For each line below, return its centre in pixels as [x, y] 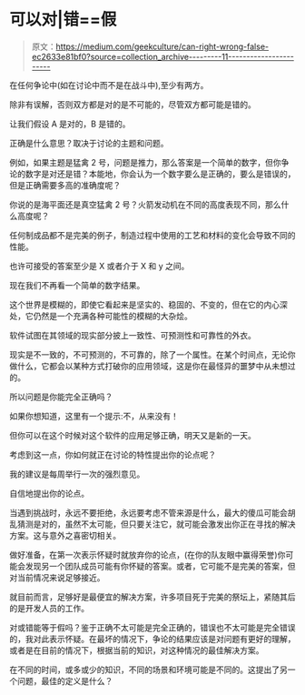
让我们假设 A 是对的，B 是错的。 [70, 124]
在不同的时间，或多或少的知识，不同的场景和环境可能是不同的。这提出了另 [148, 670]
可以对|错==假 [63, 20]
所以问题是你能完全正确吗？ [61, 397]
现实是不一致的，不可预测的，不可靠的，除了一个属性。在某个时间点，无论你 [152, 354]
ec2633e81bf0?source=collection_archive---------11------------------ [163, 56]
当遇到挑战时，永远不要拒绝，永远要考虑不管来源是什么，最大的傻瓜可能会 [148, 512]
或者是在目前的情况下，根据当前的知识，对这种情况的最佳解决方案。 [137, 650]
